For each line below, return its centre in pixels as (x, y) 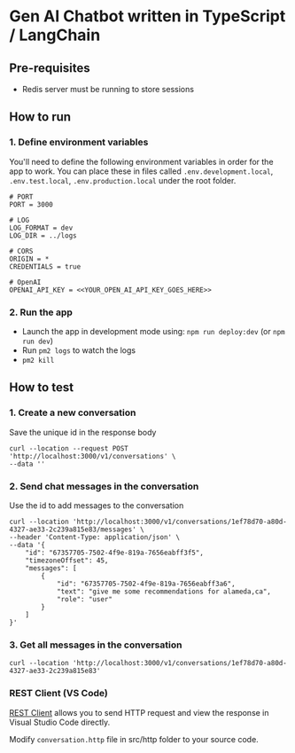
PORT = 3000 (31, 204)
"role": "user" (85, 599)
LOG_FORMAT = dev (41, 228)
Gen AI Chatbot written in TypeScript (147, 16)
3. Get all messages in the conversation (96, 645)
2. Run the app (41, 312)
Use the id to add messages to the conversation (97, 505)
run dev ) (38, 341)
